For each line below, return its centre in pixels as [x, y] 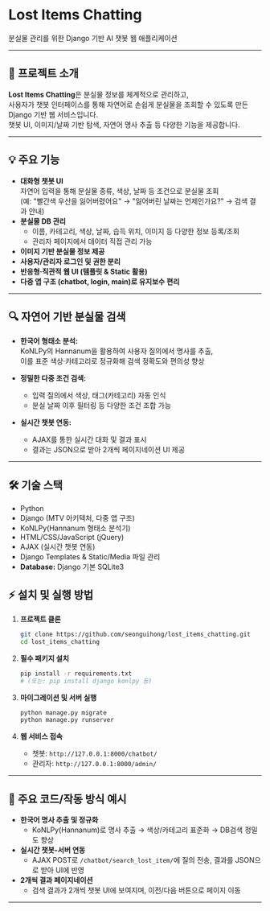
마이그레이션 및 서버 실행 [58, 697]
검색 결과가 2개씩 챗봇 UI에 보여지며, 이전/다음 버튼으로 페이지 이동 [136, 890]
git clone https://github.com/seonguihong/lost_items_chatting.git [135, 634]
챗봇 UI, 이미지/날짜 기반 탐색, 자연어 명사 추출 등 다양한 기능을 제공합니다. [125, 124]
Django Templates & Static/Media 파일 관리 [90, 557]
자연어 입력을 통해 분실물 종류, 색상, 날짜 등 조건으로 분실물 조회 [119, 191]
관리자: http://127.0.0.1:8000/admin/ [94, 764]
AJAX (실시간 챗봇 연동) [57, 547]
